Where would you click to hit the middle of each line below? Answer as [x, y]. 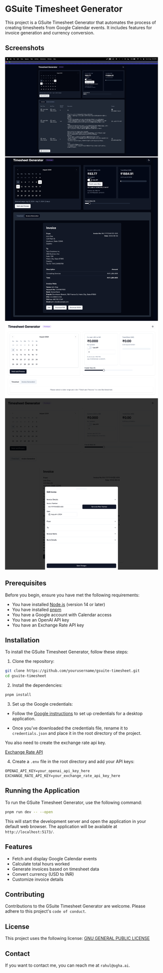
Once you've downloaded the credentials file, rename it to [70, 728]
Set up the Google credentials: [42, 704]
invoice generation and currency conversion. [50, 33]
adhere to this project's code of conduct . [46, 911]
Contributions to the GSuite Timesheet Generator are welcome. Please [75, 906]
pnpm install [18, 695]
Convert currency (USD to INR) [43, 874]
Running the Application [42, 791]
